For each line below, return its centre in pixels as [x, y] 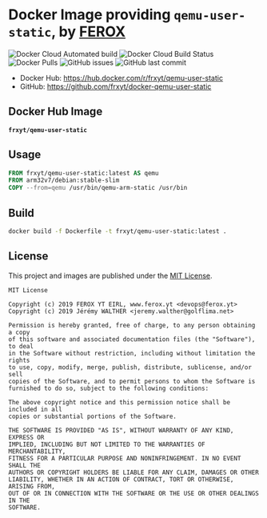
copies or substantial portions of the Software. [93, 416]
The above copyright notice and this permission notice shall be [119, 402]
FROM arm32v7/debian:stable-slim [64, 181]
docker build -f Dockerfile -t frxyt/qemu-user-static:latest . [118, 231]
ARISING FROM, [32, 486]
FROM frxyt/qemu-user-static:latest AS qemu [84, 173]
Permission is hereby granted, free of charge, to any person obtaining [132, 325]
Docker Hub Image [56, 112]
